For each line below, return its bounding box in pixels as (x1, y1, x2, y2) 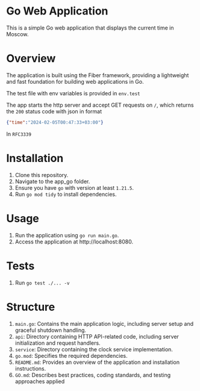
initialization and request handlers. (14, 339, 101, 346)
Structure (6, 300, 55, 314)
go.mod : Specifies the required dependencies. (14, 352, 128, 359)
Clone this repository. (14, 171, 69, 178)
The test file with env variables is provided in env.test (6, 89, 140, 97)
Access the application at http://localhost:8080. (14, 238, 134, 245)
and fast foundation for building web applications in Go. (6, 78, 144, 85)
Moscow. (6, 30, 29, 37)
